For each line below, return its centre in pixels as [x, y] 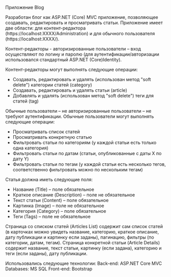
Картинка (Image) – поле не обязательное [58, 206]
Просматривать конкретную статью [52, 137]
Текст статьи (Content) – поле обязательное [60, 200]
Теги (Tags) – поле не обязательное [52, 217]
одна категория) [30, 148]
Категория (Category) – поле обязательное [59, 211]
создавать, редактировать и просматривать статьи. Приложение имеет [84, 23]
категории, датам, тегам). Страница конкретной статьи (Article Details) [83, 243]
